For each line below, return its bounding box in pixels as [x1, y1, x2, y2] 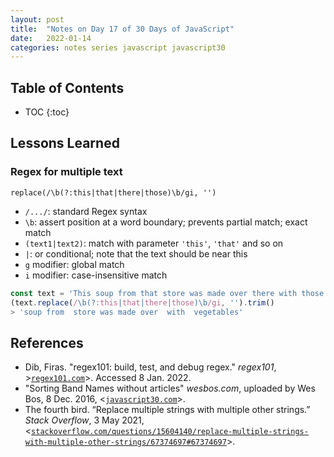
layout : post [10, 14, 65, 25]
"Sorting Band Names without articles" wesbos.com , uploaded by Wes [24, 382, 316, 395]
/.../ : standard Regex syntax [24, 205, 148, 217]
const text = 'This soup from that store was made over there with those [10, 288, 325, 298]
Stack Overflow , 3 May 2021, [24, 414, 145, 426]
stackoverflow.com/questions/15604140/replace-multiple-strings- [31, 427, 309, 437]
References [10, 334, 84, 351]
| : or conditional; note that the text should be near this [24, 247, 248, 260]
